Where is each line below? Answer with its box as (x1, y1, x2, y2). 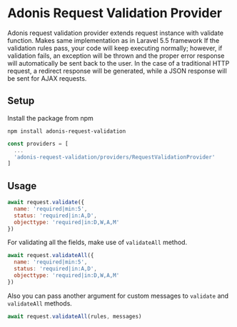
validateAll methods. (7, 298, 73, 308)
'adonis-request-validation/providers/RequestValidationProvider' (14, 154, 216, 161)
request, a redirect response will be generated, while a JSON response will (7, 66, 227, 75)
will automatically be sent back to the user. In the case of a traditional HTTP (7, 59, 230, 67)
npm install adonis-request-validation (7, 127, 126, 135)
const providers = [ (7, 140, 69, 147)
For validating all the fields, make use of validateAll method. (7, 238, 188, 247)
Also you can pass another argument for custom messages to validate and (7, 291, 229, 300)
